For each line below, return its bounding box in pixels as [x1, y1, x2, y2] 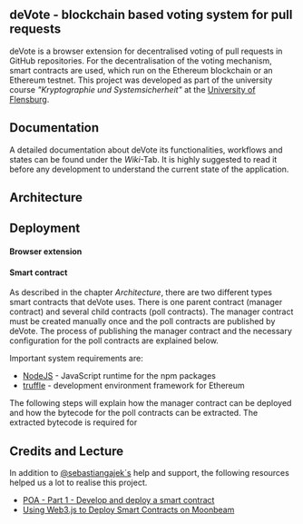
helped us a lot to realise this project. [9, 477, 148, 489]
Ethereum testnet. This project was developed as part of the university [9, 74, 273, 85]
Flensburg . [9, 94, 50, 104]
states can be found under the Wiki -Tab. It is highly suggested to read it [9, 153, 278, 164]
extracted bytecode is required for [9, 417, 138, 428]
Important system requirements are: [9, 353, 143, 364]
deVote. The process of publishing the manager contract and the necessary [9, 326, 293, 337]
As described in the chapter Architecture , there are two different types [9, 287, 272, 298]
